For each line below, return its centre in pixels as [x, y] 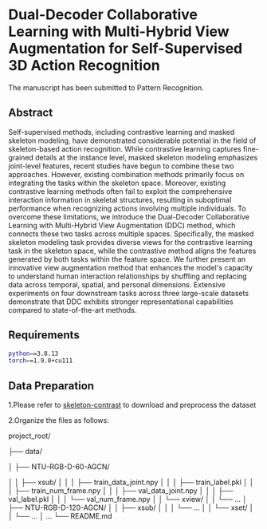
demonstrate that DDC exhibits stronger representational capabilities [121, 302]
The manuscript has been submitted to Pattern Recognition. [106, 87]
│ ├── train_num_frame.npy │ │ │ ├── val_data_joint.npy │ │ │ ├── [121, 491]
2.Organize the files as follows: [59, 420]
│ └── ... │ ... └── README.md [60, 516]
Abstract [31, 113]
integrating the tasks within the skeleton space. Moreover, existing [117, 183]
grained [21, 157]
